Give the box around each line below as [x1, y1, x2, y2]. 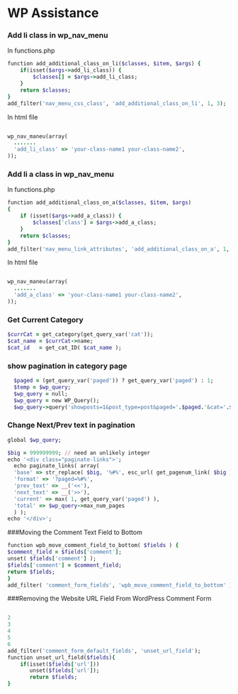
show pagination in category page [7, 361, 127, 371]
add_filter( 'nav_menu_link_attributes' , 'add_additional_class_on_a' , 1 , [7, 245, 230, 253]
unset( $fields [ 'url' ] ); [29, 667, 100, 674]
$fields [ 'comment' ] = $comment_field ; [7, 561, 122, 569]
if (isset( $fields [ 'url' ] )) [20, 661, 100, 668]
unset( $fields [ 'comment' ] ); [7, 555, 97, 563]
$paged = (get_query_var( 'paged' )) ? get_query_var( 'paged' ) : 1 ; [13, 377, 214, 384]
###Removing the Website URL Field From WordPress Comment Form [7, 595, 212, 603]
